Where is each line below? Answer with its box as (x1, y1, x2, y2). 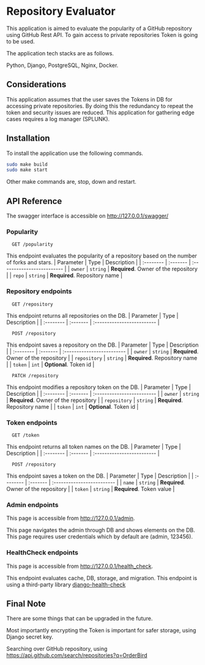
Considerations (6, 79, 67, 90)
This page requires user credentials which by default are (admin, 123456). (6, 533, 193, 540)
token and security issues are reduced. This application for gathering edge (6, 109, 195, 116)
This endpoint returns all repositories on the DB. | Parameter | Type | (6, 312, 179, 319)
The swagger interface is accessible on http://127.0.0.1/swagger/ (6, 212, 169, 219)
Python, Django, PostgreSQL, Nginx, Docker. (6, 61, 119, 69)
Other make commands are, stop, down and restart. (6, 178, 136, 186)
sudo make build (6, 161, 48, 167)
